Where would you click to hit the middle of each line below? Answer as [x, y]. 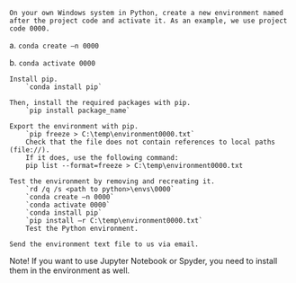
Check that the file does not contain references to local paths [151, 142]
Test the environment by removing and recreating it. [112, 181]
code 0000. [30, 29]
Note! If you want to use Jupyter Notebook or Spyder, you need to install [144, 261]
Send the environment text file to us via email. [104, 244]
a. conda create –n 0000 [54, 45]
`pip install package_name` [78, 111]
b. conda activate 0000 [53, 62]
